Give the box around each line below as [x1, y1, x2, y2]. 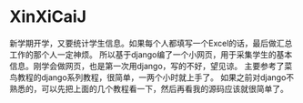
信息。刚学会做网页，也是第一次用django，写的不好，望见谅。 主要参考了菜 [9, 60, 293, 71]
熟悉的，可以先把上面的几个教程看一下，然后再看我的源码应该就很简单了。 [9, 83, 288, 94]
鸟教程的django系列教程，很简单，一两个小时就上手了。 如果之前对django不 [9, 71, 295, 83]
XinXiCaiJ [9, 6, 86, 27]
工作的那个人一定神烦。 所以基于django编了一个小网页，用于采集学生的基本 [9, 48, 293, 60]
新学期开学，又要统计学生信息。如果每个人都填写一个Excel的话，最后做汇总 [9, 37, 293, 48]
